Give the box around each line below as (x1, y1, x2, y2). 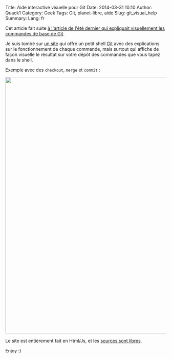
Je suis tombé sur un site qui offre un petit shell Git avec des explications (5, 41, 160, 47)
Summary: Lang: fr (5, 15, 45, 21)
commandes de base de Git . (5, 31, 65, 36)
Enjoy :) (5, 348, 21, 353)
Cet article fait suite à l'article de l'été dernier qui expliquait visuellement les (5, 25, 165, 31)
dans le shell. (5, 57, 33, 63)
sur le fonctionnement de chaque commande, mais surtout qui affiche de (5, 46, 159, 52)
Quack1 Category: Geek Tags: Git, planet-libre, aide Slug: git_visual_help (5, 10, 157, 16)
